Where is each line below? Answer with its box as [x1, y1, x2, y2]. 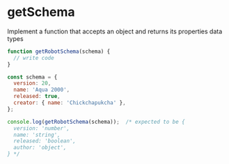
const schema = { [7, 74, 58, 81]
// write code [13, 54, 54, 61]
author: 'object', [13, 144, 68, 151]
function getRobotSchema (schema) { [7, 48, 111, 55]
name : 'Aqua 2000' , [13, 86, 70, 94]
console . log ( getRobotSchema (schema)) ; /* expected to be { [7, 118, 186, 125]
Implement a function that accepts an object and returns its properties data [7, 27, 223, 35]
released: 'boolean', [13, 138, 77, 145]
